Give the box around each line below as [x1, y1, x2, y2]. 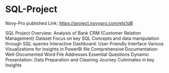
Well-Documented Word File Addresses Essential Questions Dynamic [5, 51, 149, 57]
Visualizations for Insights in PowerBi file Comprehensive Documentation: [5, 46, 158, 52]
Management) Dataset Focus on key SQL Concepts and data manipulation [5, 35, 159, 41]
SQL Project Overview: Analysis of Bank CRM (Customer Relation [5, 30, 141, 36]
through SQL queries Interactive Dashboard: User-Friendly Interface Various [5, 40, 164, 46]
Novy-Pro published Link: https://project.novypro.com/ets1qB [5, 20, 133, 26]
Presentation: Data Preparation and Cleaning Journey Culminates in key [5, 56, 155, 62]
